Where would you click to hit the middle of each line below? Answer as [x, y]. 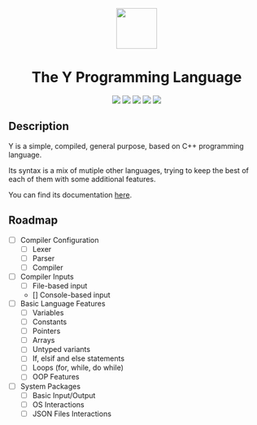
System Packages [50, 386]
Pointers [46, 331]
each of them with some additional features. [82, 179]
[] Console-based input [72, 295]
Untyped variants [61, 349]
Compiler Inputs [47, 276]
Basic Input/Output [64, 395]
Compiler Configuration [59, 240]
